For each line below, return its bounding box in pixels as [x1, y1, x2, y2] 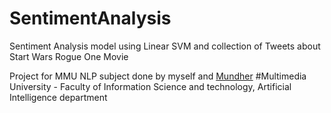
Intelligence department [9, 91, 108, 103]
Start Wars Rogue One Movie [9, 50, 129, 62]
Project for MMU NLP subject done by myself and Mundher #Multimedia [9, 70, 307, 82]
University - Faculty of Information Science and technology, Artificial [9, 80, 292, 92]
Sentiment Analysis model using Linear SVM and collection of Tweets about [9, 40, 321, 52]
